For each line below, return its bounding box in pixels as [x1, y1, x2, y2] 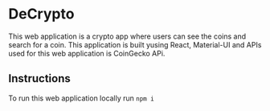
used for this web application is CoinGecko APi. [8, 48, 166, 58]
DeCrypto [8, 5, 75, 23]
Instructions [8, 72, 71, 85]
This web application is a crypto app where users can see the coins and [8, 31, 247, 41]
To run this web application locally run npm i [8, 93, 154, 103]
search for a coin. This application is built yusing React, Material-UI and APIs [8, 39, 262, 49]
